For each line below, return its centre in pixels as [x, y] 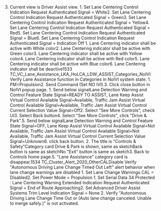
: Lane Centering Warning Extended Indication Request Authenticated [80, 183]
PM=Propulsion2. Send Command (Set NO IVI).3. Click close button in [80, 84]
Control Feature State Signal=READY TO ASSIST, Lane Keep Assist [77, 95]
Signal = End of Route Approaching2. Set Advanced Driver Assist [75, 188]
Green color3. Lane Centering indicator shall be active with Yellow [76, 53]
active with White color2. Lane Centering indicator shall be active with [80, 48]
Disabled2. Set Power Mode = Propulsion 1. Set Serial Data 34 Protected [82, 177]
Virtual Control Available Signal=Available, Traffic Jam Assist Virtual [77, 100]
